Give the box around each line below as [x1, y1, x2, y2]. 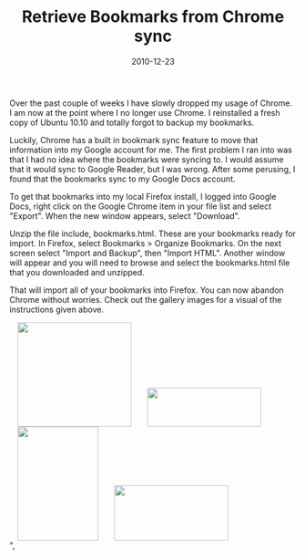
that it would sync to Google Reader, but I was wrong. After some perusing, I [9, 163, 296, 174]
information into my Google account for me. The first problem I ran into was [9, 144, 293, 155]
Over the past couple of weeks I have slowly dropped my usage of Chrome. [9, 98, 293, 109]
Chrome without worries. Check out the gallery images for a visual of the [9, 294, 282, 305]
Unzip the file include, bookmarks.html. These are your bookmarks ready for [9, 228, 296, 239]
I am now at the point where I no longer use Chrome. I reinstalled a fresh [9, 107, 280, 118]
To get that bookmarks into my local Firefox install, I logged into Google [9, 191, 277, 202]
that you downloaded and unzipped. [9, 266, 146, 277]
